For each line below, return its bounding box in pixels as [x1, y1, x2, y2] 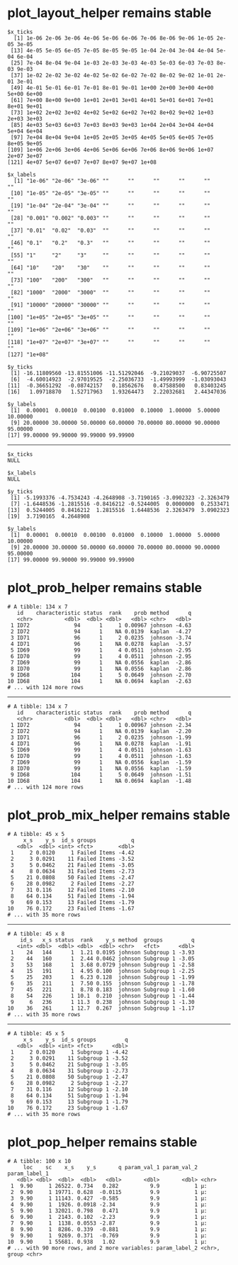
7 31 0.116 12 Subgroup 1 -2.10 [10, 1086, 129, 1093]
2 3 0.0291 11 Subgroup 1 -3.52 [10, 1054, 129, 1061]
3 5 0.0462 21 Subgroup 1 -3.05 [10, 1061, 129, 1068]
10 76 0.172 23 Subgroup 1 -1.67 [7, 1104, 129, 1111]
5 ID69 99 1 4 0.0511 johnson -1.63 [10, 746, 192, 753]
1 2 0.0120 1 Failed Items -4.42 [10, 849, 135, 856]
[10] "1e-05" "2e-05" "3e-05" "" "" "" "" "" [10, 189, 211, 196]
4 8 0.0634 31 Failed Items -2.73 [10, 867, 135, 875]
